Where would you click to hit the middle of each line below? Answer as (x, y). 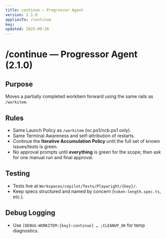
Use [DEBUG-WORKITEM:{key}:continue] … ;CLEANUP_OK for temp (79, 225)
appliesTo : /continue (28, 19)
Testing (18, 174)
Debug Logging (30, 213)
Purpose (19, 84)
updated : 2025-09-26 (27, 29)
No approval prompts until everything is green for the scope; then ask (87, 152)
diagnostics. (26, 230)
